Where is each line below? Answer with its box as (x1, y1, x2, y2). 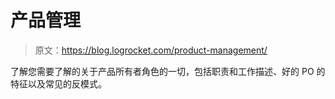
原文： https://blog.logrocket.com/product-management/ (34, 44, 268, 56)
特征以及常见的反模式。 (10, 77, 107, 90)
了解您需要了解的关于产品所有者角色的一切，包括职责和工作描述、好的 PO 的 (10, 65, 326, 77)
